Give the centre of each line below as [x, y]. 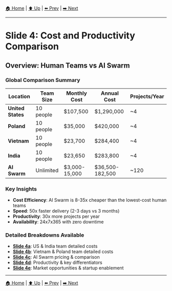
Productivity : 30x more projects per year [56, 216]
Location [19, 96]
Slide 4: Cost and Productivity [70, 36]
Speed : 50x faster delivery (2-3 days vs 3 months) [66, 211]
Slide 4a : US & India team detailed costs [55, 246]
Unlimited [47, 170]
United [16, 108]
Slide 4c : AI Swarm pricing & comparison [56, 257]
